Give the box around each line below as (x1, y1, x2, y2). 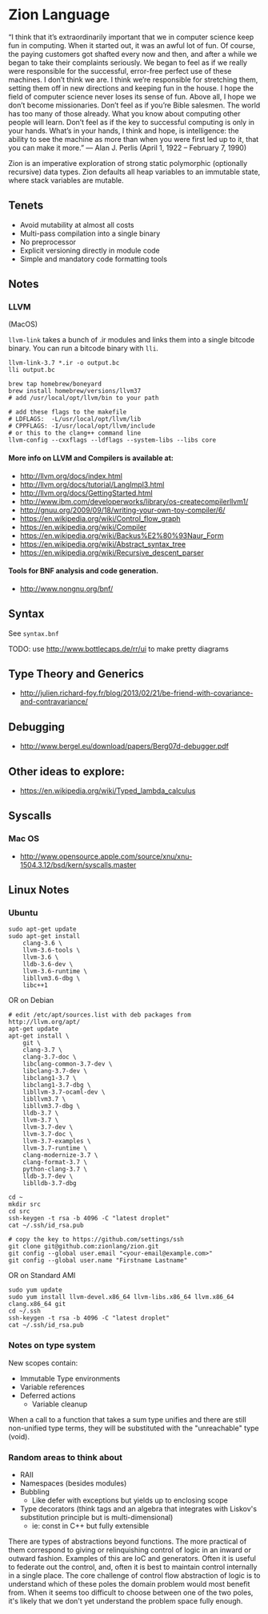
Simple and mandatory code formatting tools (19, 254, 168, 264)
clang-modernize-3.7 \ (22, 1151, 98, 1159)
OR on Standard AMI (8, 1271, 76, 1280)
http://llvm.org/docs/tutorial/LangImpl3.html (19, 479, 165, 489)
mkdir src (8, 1200, 42, 1208)
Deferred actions (19, 1390, 76, 1400)
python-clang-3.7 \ (22, 1165, 88, 1174)
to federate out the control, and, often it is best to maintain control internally (8, 1562, 258, 1572)
